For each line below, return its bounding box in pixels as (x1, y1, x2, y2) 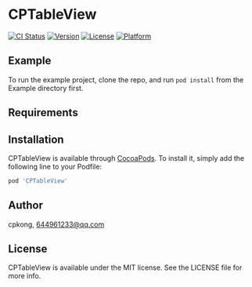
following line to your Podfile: (8, 162, 103, 171)
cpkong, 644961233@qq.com (8, 220, 105, 229)
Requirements (8, 106, 78, 119)
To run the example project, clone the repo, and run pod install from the (8, 74, 244, 84)
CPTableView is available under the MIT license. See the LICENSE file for (8, 263, 243, 272)
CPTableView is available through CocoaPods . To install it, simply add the (8, 153, 245, 162)
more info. (8, 271, 41, 281)
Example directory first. (8, 83, 84, 93)
